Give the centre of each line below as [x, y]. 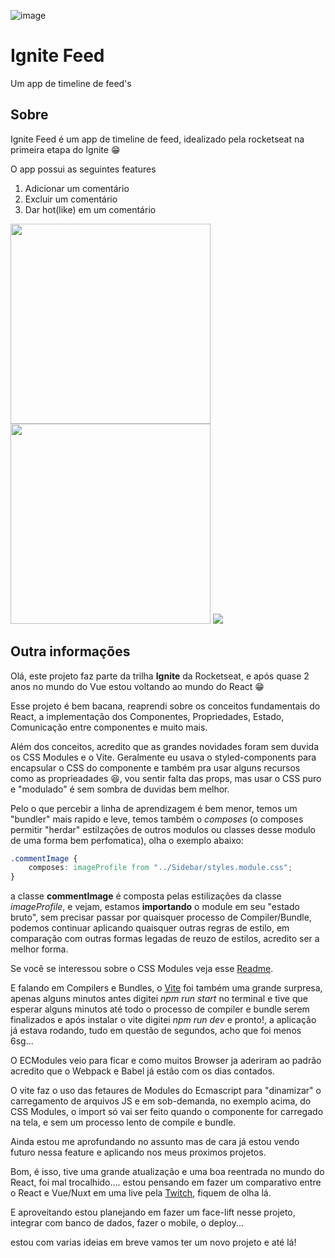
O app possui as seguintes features [83, 169]
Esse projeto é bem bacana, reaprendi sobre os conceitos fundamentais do [165, 706]
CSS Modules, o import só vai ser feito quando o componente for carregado [167, 1112]
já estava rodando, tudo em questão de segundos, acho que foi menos [156, 1031]
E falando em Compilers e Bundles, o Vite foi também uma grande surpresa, [166, 988]
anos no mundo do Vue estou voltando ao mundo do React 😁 [137, 686]
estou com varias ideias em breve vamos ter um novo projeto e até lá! [153, 1242]
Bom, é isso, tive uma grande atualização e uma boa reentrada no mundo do [167, 1172]
